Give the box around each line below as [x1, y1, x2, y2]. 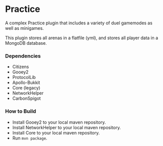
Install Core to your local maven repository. [12, 130, 100, 136]
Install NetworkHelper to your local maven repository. [12, 124, 121, 130]
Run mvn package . [12, 135, 48, 141]
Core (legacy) [12, 85, 41, 91]
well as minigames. [5, 25, 44, 31]
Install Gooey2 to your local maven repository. [12, 119, 106, 125]
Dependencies [5, 52, 41, 59]
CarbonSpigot [12, 95, 41, 101]
